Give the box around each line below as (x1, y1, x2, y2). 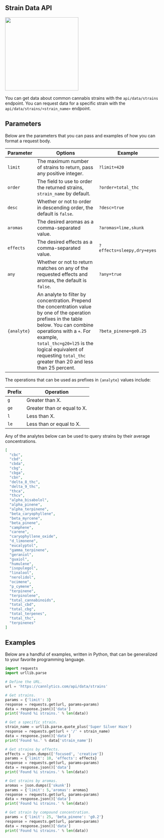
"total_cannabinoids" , (9, 597, 56, 603)
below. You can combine (37, 321, 94, 328)
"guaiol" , (9, 557, 29, 562)
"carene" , (9, 529, 29, 534)
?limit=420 (99, 164, 124, 170)
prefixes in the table (37, 315, 83, 322)
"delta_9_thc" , (9, 484, 41, 489)
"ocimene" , (9, 579, 32, 584)
